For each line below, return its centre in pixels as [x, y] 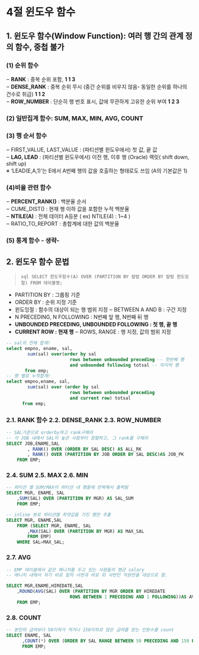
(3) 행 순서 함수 [27, 136]
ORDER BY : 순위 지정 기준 [46, 302]
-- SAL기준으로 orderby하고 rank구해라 [50, 432]
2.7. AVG [19, 557]
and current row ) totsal [100, 398]
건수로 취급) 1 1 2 [26, 94]
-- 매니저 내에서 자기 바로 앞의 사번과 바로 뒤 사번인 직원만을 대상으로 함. [87, 575]
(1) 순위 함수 [23, 65]
